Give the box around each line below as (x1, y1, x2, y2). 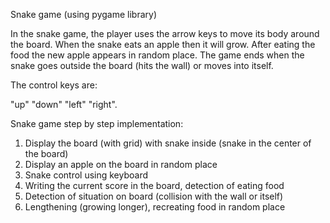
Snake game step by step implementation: (10, 118, 184, 129)
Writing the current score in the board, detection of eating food (24, 180, 285, 191)
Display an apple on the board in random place (24, 159, 218, 170)
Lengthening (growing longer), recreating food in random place (24, 201, 286, 213)
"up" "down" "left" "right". (10, 99, 118, 110)
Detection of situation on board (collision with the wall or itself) (24, 190, 284, 202)
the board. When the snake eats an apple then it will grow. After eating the (10, 39, 316, 50)
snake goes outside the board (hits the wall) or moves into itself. (10, 60, 274, 71)
